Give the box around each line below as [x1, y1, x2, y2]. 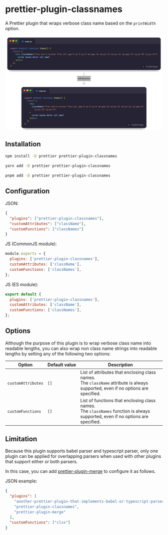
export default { [5, 292, 41, 297]
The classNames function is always [80, 408, 150, 414]
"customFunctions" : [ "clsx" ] [9, 520, 70, 525]
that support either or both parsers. [5, 459, 78, 465]
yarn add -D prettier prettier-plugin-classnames [5, 163, 111, 168]
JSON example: [5, 478, 37, 484]
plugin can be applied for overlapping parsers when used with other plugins [5, 453, 161, 459]
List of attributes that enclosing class [80, 369, 156, 375]
